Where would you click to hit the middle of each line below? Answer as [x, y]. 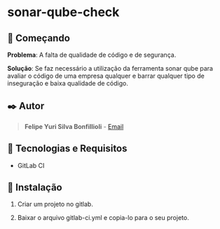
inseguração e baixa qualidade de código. [68, 83]
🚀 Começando [39, 38]
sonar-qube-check [63, 12]
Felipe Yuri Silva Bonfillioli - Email [74, 126]
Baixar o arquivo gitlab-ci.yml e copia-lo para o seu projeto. [103, 218]
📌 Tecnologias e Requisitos [67, 149]
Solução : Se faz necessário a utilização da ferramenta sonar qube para [110, 68]
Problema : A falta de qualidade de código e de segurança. [92, 55]
